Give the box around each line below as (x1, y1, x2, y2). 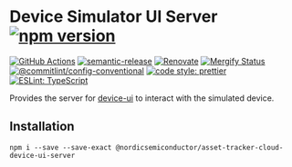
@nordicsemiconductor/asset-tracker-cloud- (115, 142, 284, 152)
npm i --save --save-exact (9, 142, 112, 152)
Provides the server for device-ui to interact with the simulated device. (9, 93, 275, 103)
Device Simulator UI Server (9, 6, 218, 27)
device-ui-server (9, 151, 76, 160)
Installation (9, 119, 75, 134)
